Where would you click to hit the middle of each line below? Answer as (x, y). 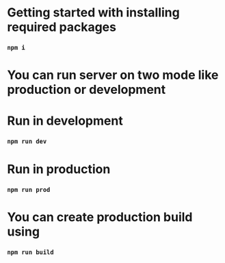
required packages (62, 27)
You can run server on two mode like (113, 75)
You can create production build (100, 217)
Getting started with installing (93, 13)
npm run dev (27, 141)
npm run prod (29, 189)
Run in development (65, 121)
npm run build (30, 252)
